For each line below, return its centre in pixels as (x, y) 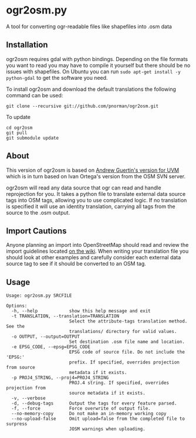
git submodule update (33, 138)
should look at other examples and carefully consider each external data (94, 257)
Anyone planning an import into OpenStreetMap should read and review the (97, 245)
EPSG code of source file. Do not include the (127, 352)
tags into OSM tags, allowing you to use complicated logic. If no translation (97, 200)
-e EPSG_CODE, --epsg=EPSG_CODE (51, 347)
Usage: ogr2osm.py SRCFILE (39, 296)
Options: (17, 306)
